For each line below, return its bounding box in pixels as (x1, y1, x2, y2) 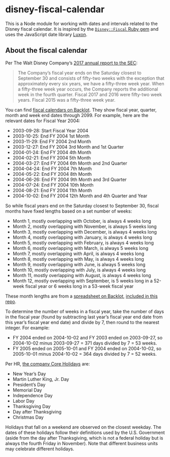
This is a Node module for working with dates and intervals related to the (5, 20, 158, 27)
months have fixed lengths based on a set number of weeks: (5, 208, 132, 214)
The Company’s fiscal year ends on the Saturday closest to (17, 70, 141, 76)
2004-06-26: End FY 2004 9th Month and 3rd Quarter (12, 176, 127, 182)
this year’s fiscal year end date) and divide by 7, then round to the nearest (5, 319, 159, 325)
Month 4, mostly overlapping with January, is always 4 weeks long (12, 234, 153, 240)
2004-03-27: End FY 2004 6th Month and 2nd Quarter (12, 160, 127, 166)
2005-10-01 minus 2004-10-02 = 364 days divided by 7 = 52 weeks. (12, 351, 157, 357)
